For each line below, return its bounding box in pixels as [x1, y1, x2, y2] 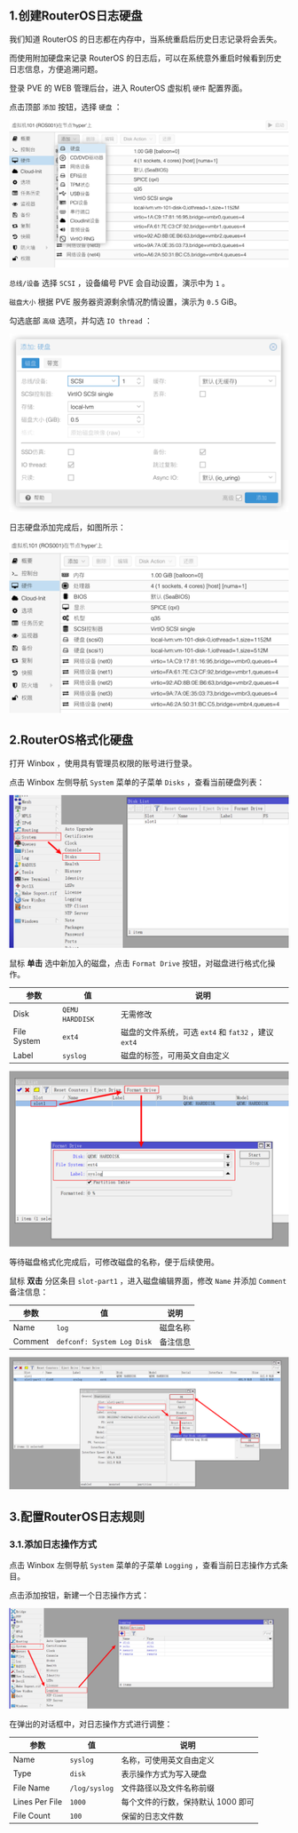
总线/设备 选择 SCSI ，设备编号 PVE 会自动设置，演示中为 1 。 [9, 278, 231, 289]
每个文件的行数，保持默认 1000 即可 [121, 1797, 255, 1807]
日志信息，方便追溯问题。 [9, 63, 103, 74]
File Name [12, 1782, 51, 1793]
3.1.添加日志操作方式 [9, 1538, 98, 1550]
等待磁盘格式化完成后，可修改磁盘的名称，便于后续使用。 [9, 1256, 219, 1267]
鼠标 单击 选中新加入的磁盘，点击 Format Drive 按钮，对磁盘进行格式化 [9, 958, 268, 968]
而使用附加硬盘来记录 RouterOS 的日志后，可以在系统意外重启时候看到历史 [9, 52, 282, 63]
